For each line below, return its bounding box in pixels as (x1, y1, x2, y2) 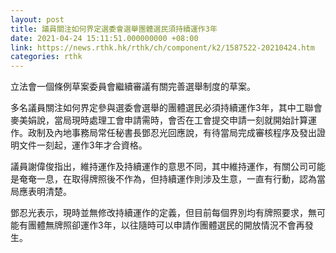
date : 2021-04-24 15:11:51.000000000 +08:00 (10, 33, 199, 43)
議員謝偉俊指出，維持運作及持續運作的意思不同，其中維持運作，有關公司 (10, 161, 308, 173)
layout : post (10, 14, 65, 25)
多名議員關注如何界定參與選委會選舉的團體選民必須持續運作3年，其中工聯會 (10, 102, 323, 114)
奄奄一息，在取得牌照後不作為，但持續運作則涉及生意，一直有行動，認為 (18, 173, 317, 185)
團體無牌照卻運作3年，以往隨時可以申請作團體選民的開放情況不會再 (27, 219, 305, 231)
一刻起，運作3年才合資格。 (36, 139, 148, 151)
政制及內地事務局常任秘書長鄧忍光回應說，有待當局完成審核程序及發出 (27, 127, 317, 139)
